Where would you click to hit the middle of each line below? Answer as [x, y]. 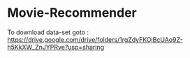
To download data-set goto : [48, 32]
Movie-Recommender [72, 13]
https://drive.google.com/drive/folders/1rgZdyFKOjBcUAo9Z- [95, 39]
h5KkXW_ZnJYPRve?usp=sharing [56, 47]
